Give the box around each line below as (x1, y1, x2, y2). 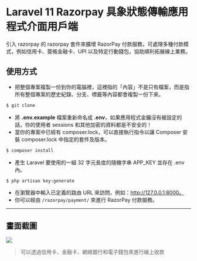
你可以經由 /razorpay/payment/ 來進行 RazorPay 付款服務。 (14, 196, 158, 204)
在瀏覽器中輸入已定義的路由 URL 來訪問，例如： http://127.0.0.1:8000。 (14, 189, 185, 196)
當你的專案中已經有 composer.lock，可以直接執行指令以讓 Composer (14, 128, 182, 135)
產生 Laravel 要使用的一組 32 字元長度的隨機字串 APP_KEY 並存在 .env (14, 159, 185, 166)
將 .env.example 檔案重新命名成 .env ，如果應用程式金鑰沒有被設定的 (14, 114, 182, 121)
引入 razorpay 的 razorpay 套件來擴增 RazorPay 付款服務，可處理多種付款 (6, 40, 184, 48)
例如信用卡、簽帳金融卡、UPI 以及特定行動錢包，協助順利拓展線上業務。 (16, 48, 191, 55)
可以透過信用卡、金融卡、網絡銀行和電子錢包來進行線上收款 (20, 249, 165, 256)
